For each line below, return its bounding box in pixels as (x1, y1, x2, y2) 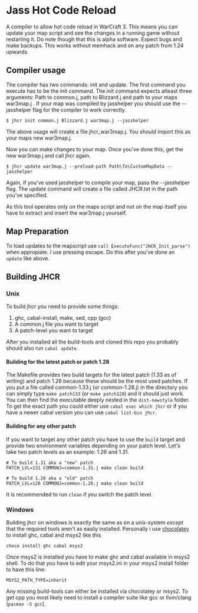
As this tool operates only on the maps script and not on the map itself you (6, 203, 187, 210)
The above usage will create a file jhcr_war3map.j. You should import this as (6, 128, 191, 135)
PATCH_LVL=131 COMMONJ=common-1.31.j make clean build (6, 465, 144, 471)
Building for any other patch (6, 423, 77, 430)
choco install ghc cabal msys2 (6, 543, 83, 549)
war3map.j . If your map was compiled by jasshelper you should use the (6, 100, 181, 107)
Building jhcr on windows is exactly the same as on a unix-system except (6, 518, 184, 526)
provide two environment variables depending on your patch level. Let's (6, 442, 181, 449)
